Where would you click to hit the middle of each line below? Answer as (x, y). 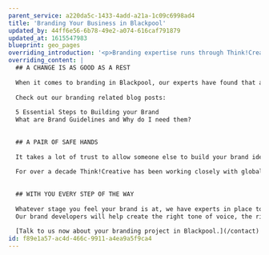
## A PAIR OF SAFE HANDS (57, 142)
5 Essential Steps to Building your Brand (87, 113)
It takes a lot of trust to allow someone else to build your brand (132, 157)
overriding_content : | (46, 61)
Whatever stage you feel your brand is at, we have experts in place (134, 209)
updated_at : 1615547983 (48, 38)
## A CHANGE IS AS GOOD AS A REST (73, 68)
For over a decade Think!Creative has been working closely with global (139, 172)
